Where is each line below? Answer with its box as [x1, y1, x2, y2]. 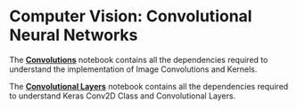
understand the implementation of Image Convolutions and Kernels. [9, 64, 258, 75]
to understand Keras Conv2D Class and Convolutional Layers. [9, 90, 236, 101]
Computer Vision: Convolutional [9, 6, 252, 27]
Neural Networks [9, 25, 138, 45]
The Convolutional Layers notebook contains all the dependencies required [9, 81, 289, 91]
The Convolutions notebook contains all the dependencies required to [9, 54, 268, 65]
